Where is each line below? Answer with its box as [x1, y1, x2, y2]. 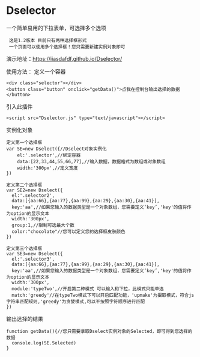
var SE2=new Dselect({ [6, 187, 63, 193]
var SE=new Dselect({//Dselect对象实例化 [6, 146, 107, 152]
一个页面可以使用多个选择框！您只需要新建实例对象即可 [8, 43, 126, 50]
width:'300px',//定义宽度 [17, 165, 78, 171]
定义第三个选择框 [6, 245, 43, 252]
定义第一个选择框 [6, 139, 43, 145]
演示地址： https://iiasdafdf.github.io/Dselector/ [6, 55, 123, 62]
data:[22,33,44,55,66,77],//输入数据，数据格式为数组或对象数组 [17, 158, 166, 164]
